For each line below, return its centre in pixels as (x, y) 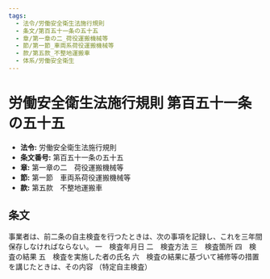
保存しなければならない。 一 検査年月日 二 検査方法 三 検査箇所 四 (125, 246)
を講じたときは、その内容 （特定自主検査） (80, 266)
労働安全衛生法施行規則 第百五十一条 (130, 104)
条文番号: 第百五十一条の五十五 (72, 157)
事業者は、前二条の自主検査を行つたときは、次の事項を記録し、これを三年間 (135, 236)
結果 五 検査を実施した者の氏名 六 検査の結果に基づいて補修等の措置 (141, 256)
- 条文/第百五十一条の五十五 (57, 31)
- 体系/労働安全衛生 (45, 61)
